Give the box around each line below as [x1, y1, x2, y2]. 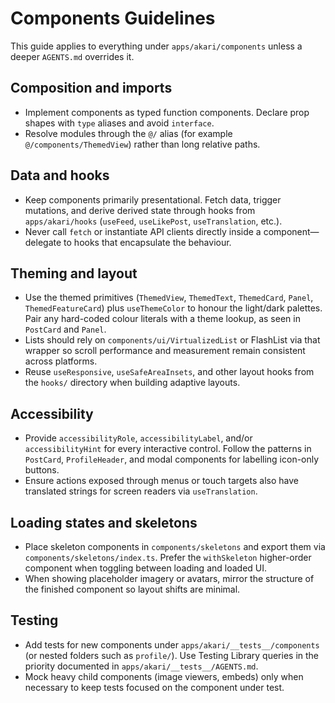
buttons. [24, 464, 60, 476]
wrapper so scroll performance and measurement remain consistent [24, 345, 306, 357]
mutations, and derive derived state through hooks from [24, 204, 256, 216]
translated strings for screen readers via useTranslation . [24, 485, 258, 497]
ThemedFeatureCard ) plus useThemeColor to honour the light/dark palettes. [24, 302, 323, 314]
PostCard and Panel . [24, 323, 107, 336]
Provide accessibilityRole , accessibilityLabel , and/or [24, 432, 253, 444]
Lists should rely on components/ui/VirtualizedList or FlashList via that [24, 334, 321, 346]
